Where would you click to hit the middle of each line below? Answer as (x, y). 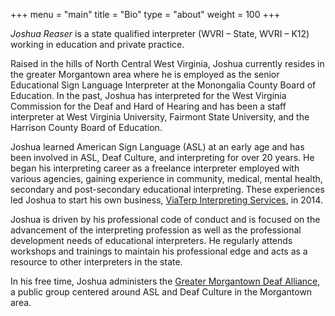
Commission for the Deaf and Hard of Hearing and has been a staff (148, 106)
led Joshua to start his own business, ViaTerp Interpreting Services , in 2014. (166, 200)
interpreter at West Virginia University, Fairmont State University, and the (160, 117)
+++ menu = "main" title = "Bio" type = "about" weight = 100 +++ (145, 14)
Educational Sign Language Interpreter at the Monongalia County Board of (163, 85)
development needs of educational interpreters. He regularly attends (151, 240)
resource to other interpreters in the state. (96, 262)
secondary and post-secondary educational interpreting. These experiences (167, 189)
